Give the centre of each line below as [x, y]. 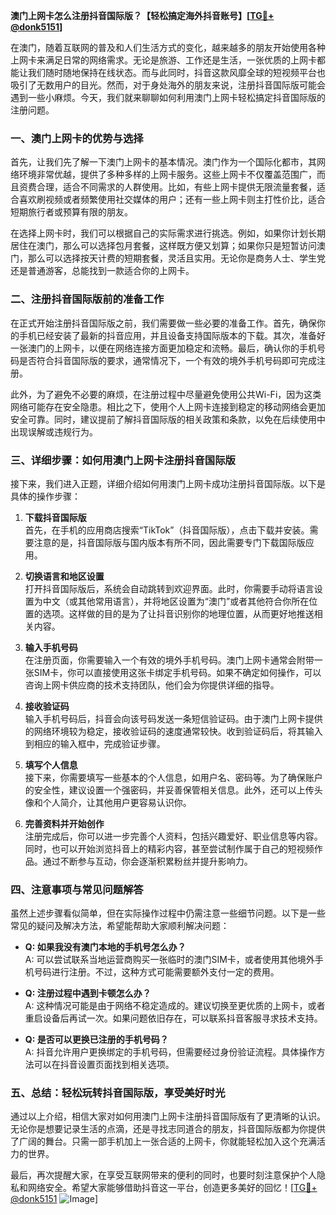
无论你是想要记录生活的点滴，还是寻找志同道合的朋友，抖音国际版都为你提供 [168, 1129]
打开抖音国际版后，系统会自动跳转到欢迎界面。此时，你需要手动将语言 [169, 588]
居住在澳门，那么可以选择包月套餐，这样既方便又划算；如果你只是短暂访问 [163, 246]
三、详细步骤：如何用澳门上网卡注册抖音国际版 [123, 460]
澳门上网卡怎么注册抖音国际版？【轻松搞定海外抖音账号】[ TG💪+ [142, 15]
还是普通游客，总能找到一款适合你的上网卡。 [102, 271]
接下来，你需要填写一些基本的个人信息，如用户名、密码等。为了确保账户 [173, 777]
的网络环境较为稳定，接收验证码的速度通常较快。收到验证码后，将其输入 [173, 731]
